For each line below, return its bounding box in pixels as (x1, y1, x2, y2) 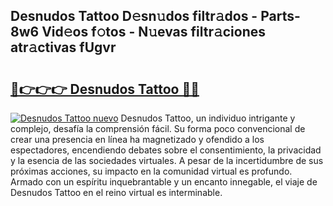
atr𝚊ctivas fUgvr (10, 39, 117, 56)
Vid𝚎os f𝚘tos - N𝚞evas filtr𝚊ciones (41, 24, 267, 41)
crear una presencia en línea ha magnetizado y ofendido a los (10, 134, 265, 145)
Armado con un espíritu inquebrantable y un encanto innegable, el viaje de (10, 176, 318, 188)
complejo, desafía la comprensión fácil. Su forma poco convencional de (10, 123, 306, 134)
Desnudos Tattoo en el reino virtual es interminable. (10, 187, 223, 198)
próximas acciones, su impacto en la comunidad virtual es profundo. (10, 165, 293, 177)
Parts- (260, 8, 301, 25)
